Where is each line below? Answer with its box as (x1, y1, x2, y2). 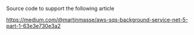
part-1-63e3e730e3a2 (6, 23, 61, 29)
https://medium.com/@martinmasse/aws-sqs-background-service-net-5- (6, 16, 188, 23)
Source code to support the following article (6, 5, 115, 12)
